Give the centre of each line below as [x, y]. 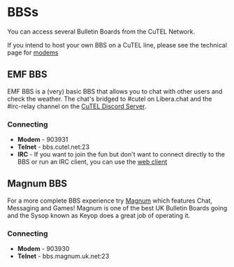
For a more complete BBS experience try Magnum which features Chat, [110, 201]
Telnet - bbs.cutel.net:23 [53, 147]
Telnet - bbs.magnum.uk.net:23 [63, 257]
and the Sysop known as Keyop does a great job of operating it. [99, 215]
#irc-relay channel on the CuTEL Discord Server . [77, 106]
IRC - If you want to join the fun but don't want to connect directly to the [121, 154]
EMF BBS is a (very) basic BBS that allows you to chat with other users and [115, 91]
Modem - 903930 [43, 249]
